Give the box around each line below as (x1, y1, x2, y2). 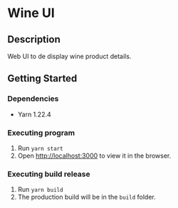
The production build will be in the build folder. (17, 193, 157, 202)
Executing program (7, 128, 75, 138)
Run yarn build (17, 185, 63, 194)
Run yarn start (17, 143, 63, 152)
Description (7, 33, 61, 45)
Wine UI (7, 5, 55, 21)
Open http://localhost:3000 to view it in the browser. (17, 151, 172, 160)
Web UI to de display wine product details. (7, 52, 132, 60)
